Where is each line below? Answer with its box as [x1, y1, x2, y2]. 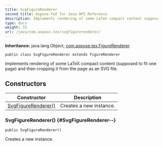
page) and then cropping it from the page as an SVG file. [5, 66, 118, 72]
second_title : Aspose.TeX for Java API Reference [5, 12, 108, 16]
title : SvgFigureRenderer [5, 7, 57, 12]
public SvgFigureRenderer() [5, 128, 62, 133]
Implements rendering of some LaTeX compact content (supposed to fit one [5, 61, 157, 66]
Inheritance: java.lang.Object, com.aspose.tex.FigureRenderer [5, 43, 130, 48]
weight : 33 [5, 25, 27, 30]
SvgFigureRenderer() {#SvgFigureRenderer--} [5, 117, 116, 123]
